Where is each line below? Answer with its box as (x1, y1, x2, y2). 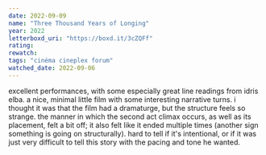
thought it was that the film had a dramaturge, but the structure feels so (8, 103, 246, 112)
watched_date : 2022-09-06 (8, 64, 95, 72)
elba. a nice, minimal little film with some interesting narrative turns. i (8, 94, 236, 104)
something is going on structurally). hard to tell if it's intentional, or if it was (8, 128, 256, 138)
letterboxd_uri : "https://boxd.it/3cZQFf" (8, 34, 153, 43)
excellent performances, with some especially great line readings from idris (8, 86, 259, 96)
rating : (8, 42, 35, 50)
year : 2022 (8, 27, 45, 35)
